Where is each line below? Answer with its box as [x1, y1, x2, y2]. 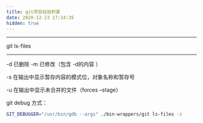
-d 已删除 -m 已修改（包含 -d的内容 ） [6, 61, 101, 68]
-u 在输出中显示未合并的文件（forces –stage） [6, 86, 121, 94]
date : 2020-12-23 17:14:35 [6, 15, 74, 21]
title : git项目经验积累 [6, 8, 60, 15]
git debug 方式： [6, 99, 48, 107]
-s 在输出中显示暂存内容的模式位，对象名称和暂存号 [6, 73, 135, 81]
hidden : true [6, 20, 39, 26]
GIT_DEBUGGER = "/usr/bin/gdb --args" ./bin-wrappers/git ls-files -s [6, 111, 182, 118]
